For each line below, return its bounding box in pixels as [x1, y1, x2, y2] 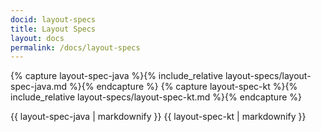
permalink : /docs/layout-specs [10, 42, 141, 53]
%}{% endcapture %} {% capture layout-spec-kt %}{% [69, 81, 298, 93]
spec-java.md [10, 81, 68, 93]
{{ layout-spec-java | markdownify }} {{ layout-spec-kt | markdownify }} [10, 111, 307, 123]
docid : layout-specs [10, 14, 97, 25]
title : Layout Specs [10, 24, 97, 34]
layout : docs [10, 33, 65, 43]
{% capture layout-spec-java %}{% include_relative [10, 70, 223, 82]
